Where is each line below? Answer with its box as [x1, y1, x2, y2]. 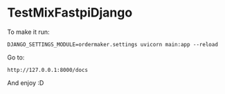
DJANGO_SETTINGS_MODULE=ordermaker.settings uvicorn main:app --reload [7, 41, 218, 48]
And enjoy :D [7, 78, 44, 87]
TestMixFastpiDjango [7, 5, 133, 21]
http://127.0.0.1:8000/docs [7, 66, 89, 73]
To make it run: [7, 28, 50, 36]
